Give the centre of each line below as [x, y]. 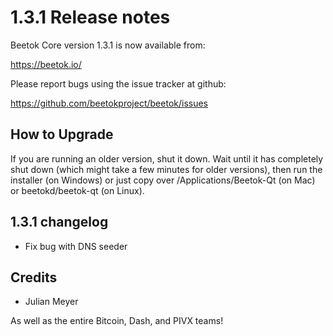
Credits [34, 277]
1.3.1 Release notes [90, 17]
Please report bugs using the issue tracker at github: [118, 83]
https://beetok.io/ [46, 64]
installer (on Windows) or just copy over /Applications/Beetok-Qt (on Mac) [163, 180]
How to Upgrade [62, 134]
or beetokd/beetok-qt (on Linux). [77, 190]
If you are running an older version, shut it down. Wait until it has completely [167, 158]
